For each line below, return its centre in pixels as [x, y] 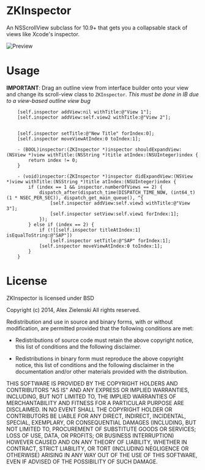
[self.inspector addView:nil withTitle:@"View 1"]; [84, 112]
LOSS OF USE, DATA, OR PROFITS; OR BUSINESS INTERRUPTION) [90, 435]
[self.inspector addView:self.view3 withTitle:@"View [120, 203]
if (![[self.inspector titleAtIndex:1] [90, 230]
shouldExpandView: [158, 150]
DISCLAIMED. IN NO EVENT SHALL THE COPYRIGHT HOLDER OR [89, 409]
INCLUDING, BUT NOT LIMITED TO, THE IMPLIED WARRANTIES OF [91, 396]
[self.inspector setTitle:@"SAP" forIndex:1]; [110, 241]
